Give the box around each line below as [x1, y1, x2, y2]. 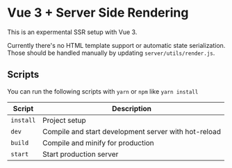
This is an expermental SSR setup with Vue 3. [7, 28, 138, 36]
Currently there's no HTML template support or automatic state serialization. [7, 41, 226, 49]
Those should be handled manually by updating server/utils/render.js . [7, 49, 215, 57]
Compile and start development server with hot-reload [42, 126, 221, 136]
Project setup [42, 115, 87, 125]
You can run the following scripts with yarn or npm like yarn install [7, 87, 199, 95]
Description [112, 103, 151, 113]
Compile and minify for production [42, 137, 154, 147]
